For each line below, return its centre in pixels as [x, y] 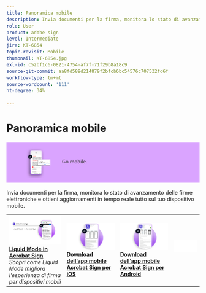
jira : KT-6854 [25, 45]
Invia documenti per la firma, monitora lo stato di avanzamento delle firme [100, 192]
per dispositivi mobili [35, 282]
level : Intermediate [33, 39]
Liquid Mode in [28, 249]
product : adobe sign [33, 33]
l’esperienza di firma [35, 275]
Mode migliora [27, 269]
